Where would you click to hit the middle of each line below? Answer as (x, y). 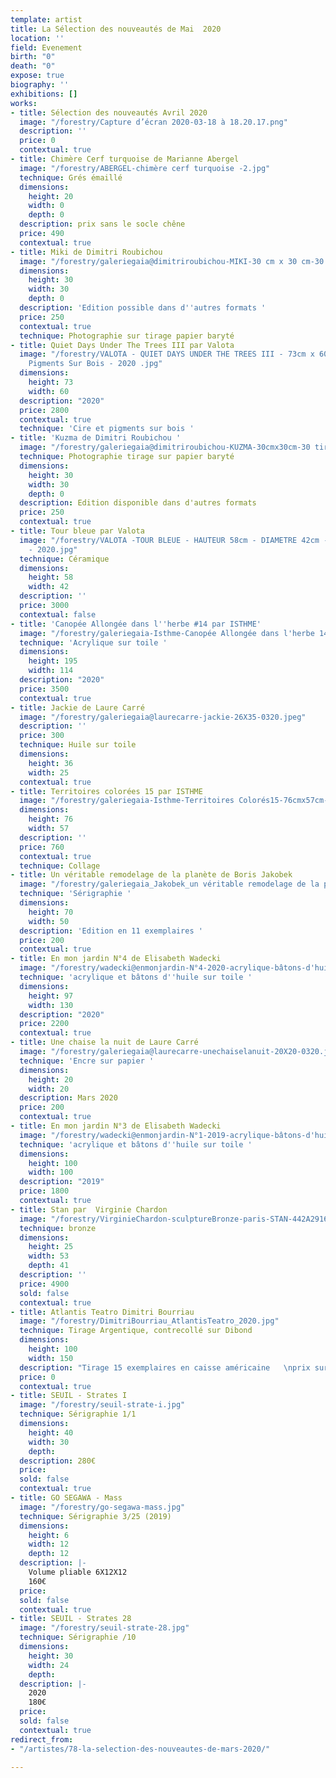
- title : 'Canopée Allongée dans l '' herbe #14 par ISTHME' (136, 624)
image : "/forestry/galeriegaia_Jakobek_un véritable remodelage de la (169, 884)
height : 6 (49, 1535)
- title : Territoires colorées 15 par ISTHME (106, 791)
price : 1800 (44, 1191)
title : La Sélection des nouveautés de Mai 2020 (116, 29)
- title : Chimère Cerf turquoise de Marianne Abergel (125, 159)
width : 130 (51, 1005)
